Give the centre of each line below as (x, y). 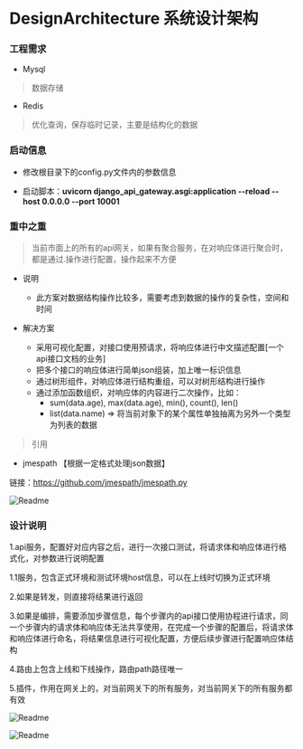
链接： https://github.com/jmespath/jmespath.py (98, 483)
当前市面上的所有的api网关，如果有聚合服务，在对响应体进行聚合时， (160, 248)
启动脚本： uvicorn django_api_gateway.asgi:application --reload (146, 191)
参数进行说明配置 (72, 558)
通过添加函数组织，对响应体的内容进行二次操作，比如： (138, 393)
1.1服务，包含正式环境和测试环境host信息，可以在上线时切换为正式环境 (140, 578)
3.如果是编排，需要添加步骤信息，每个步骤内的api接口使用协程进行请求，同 (149, 616)
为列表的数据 (73, 425)
